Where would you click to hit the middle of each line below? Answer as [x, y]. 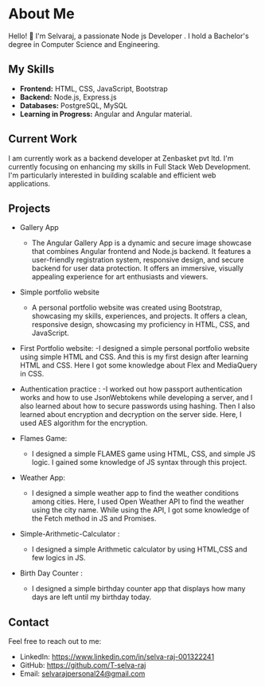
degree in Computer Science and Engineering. [84, 44]
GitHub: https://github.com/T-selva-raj [83, 665]
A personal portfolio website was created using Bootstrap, [127, 308]
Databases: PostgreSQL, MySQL [74, 105]
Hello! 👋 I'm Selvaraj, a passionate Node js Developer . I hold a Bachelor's [129, 36]
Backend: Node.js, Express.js [68, 97]
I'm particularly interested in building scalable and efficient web [112, 175]
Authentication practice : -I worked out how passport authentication [131, 389]
